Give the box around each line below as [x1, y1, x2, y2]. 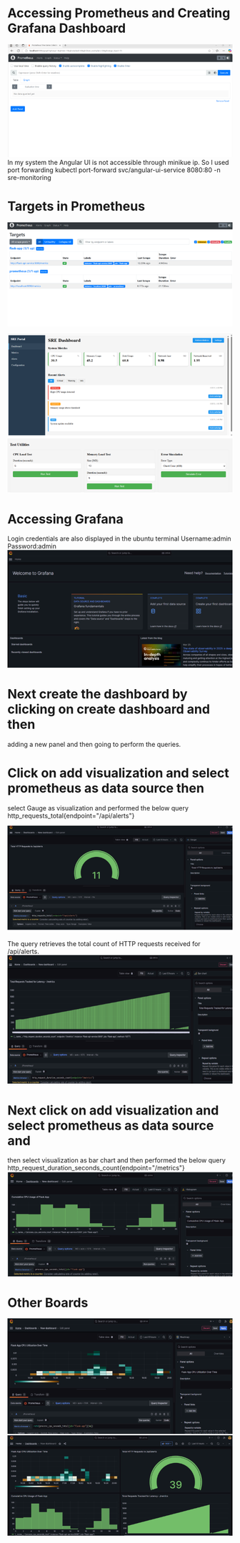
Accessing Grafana [7, 511, 124, 527]
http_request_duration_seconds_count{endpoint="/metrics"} [7, 1164, 186, 1172]
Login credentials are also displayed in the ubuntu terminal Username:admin [7, 534, 231, 543]
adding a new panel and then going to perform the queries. [7, 740, 181, 748]
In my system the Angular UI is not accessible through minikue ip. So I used [7, 158, 229, 166]
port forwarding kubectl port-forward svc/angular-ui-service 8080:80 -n [7, 166, 221, 174]
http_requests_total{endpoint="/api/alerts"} [7, 811, 135, 820]
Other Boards [7, 1295, 89, 1311]
